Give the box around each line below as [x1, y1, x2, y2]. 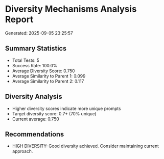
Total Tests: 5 [12, 57, 40, 63]
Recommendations [5, 130, 64, 138]
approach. [12, 148, 33, 154]
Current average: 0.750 [12, 116, 60, 122]
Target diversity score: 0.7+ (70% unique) [12, 110, 97, 116]
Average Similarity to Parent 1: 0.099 [12, 73, 86, 79]
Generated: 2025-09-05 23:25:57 [5, 30, 73, 36]
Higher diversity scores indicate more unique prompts [12, 106, 121, 111]
